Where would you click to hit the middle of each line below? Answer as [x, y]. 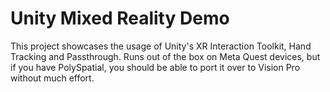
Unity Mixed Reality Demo [120, 18]
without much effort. [52, 78]
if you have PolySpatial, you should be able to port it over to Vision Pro [155, 67]
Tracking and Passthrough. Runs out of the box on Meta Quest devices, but [165, 56]
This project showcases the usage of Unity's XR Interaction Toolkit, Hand [161, 46]
